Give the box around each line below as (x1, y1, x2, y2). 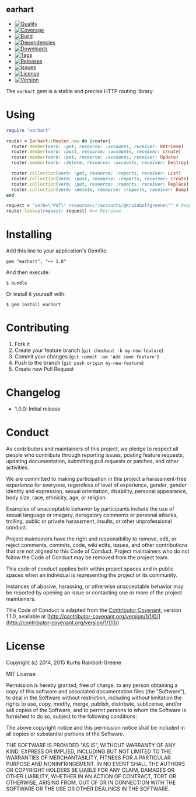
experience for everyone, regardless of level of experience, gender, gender (6, 481, 187, 488)
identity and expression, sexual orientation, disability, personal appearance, (6, 487, 188, 494)
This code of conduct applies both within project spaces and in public (6, 565, 174, 572)
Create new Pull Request (14, 365, 74, 372)
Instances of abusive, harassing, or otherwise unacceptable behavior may (6, 583, 184, 590)
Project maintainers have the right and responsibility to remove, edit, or (6, 535, 177, 542)
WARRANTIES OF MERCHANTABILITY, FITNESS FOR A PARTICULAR (6, 754, 171, 761)
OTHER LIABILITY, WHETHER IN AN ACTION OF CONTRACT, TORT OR (6, 772, 176, 779)
